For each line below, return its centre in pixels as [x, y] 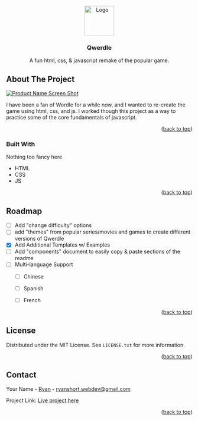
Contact [21, 375]
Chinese [34, 276]
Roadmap [24, 211]
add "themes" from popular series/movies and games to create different [103, 232]
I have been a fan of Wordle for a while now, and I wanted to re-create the [96, 105]
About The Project [40, 79]
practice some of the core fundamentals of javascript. [72, 118]
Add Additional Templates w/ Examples [62, 245]
